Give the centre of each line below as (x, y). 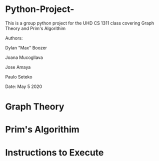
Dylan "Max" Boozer (26, 47)
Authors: (14, 38)
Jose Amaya (18, 67)
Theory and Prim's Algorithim (35, 28)
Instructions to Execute (54, 152)
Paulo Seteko (19, 76)
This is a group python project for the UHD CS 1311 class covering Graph (80, 23)
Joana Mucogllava (24, 57)
